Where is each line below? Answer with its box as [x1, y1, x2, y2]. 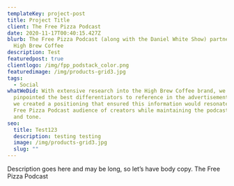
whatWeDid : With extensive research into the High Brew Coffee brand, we [7, 87, 226, 94]
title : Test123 [13, 126, 58, 133]
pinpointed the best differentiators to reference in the [13, 94, 186, 101]
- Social [13, 81, 39, 88]
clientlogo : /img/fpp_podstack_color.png [7, 62, 130, 69]
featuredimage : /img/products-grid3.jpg [7, 68, 127, 75]
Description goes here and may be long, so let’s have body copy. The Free [7, 164, 221, 173]
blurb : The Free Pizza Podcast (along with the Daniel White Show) [7, 36, 208, 43]
